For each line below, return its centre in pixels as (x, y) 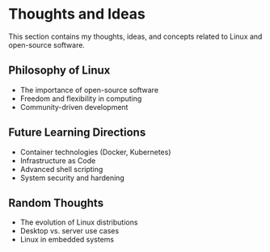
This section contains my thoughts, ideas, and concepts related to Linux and (135, 36)
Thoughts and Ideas (77, 14)
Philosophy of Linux (59, 71)
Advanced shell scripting (61, 169)
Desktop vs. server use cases (70, 231)
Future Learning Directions (77, 133)
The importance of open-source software (89, 90)
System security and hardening (72, 178)
